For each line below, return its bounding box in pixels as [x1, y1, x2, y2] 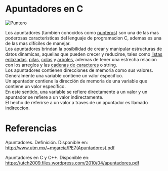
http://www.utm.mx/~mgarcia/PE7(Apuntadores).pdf [5, 145, 115, 151]
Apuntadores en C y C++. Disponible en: [5, 154, 90, 160]
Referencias [5, 122, 57, 134]
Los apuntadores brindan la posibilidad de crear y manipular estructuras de [5, 46, 162, 52]
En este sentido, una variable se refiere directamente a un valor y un [5, 89, 148, 95]
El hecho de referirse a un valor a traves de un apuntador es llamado [5, 99, 148, 105]
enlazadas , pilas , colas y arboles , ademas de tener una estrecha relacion [5, 56, 157, 62]
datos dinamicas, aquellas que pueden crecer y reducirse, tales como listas [5, 51, 163, 57]
